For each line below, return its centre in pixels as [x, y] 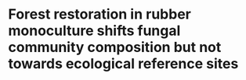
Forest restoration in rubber [100, 14]
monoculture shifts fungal [94, 31]
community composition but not [115, 47]
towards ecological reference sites [123, 64]
